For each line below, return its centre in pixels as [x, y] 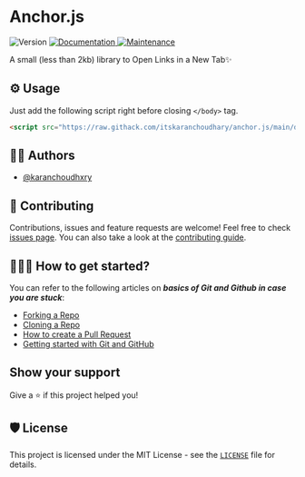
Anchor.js [47, 17]
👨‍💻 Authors [42, 156]
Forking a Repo [51, 315]
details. [23, 464]
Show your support [65, 373]
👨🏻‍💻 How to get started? [79, 266]
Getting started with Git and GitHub [88, 344]
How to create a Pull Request [77, 334]
